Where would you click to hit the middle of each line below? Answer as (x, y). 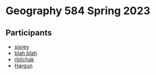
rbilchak (24, 59)
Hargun (24, 66)
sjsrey (21, 47)
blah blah (25, 53)
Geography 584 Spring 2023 (78, 11)
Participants (29, 33)
